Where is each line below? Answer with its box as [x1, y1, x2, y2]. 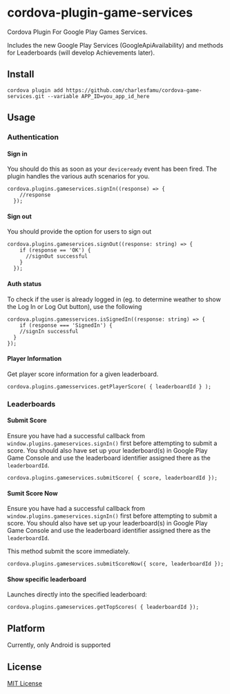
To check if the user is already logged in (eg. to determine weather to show [7, 295, 221, 303]
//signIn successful [19, 328, 79, 335]
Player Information [7, 355, 62, 363]
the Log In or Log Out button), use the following [7, 302, 142, 310]
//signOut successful [25, 253, 88, 260]
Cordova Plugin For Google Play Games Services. [7, 28, 148, 36]
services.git [7, 93, 45, 100]
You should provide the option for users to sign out [7, 227, 152, 236]
